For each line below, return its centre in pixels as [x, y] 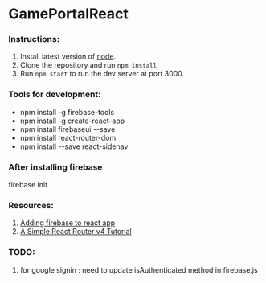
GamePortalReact [68, 14]
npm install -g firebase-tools [67, 112]
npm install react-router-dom [68, 137]
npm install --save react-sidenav [74, 146]
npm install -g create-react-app [72, 121]
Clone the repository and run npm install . [89, 65]
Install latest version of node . [68, 56]
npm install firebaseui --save [68, 129]
